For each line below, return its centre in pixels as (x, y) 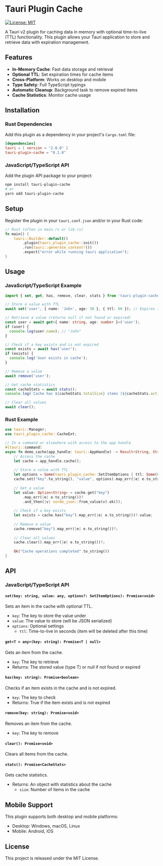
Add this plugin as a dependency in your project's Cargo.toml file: (70, 135)
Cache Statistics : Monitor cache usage (51, 95)
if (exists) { (19, 353)
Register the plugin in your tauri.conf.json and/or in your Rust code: (74, 220)
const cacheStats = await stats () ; (41, 389)
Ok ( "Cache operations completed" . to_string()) (62, 551)
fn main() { (17, 234)
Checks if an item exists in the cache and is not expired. (61, 688)
